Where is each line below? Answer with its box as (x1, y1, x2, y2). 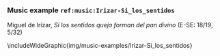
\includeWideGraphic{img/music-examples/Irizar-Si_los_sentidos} (7, 42, 193, 50)
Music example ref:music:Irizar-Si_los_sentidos (7, 5, 176, 15)
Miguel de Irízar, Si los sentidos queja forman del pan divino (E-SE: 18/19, (7, 21, 213, 29)
